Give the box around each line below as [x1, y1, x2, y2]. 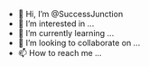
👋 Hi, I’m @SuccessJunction [17, 9, 124, 19]
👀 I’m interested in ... [17, 18, 95, 29]
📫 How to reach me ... [17, 48, 102, 58]
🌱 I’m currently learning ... [17, 28, 115, 38]
